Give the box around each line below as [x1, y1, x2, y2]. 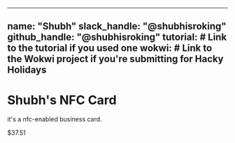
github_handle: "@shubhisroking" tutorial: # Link [7, 31, 227, 43]
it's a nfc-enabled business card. [7, 115, 103, 123]
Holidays [7, 64, 47, 76]
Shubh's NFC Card [7, 92, 117, 108]
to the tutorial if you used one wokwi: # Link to [7, 43, 213, 54]
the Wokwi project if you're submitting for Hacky [7, 53, 224, 65]
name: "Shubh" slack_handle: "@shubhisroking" [7, 20, 227, 32]
